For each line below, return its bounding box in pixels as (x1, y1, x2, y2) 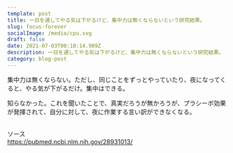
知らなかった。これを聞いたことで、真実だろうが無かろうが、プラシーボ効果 (7, 99, 227, 107)
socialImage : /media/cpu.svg (7, 29, 92, 37)
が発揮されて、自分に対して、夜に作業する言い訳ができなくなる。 (7, 107, 196, 115)
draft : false (7, 36, 45, 43)
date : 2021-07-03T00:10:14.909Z (7, 42, 101, 49)
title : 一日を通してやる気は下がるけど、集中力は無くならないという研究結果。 (7, 17, 206, 24)
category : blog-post (7, 56, 68, 63)
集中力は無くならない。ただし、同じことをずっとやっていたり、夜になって (7, 75, 220, 83)
